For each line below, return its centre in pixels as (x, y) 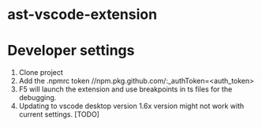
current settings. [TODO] (59, 114)
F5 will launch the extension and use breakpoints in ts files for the (125, 89)
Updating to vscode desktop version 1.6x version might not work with (131, 106)
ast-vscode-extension (82, 15)
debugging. (37, 98)
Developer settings (71, 51)
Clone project (41, 73)
